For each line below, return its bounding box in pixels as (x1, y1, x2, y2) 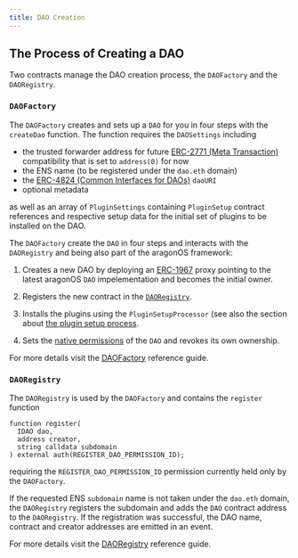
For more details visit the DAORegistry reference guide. (9, 538, 212, 549)
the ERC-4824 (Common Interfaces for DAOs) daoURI (21, 175, 217, 185)
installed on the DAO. (9, 220, 86, 231)
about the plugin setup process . (21, 317, 140, 328)
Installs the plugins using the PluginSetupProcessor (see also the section (21, 308, 287, 319)
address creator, (17, 435, 82, 444)
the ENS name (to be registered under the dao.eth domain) (21, 165, 238, 176)
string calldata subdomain (17, 443, 117, 452)
